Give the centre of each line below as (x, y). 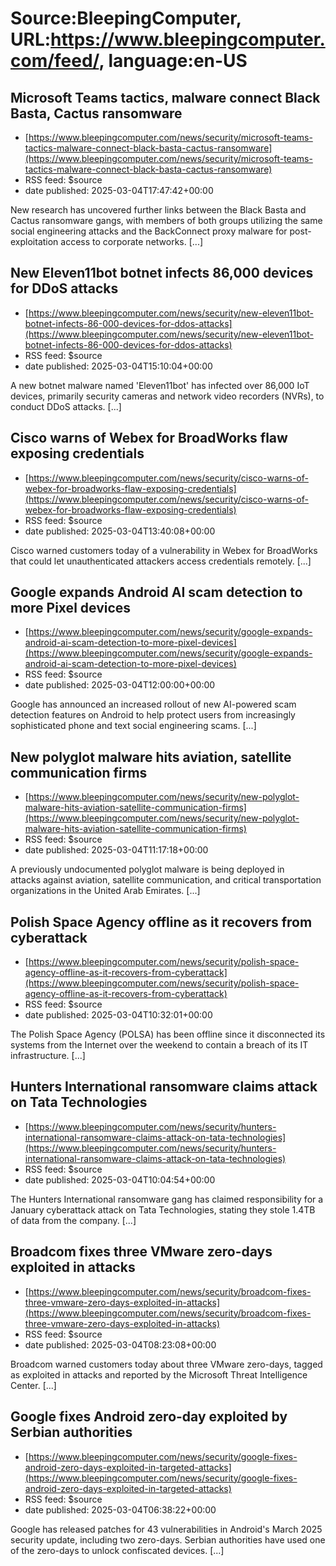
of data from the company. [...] (73, 1220)
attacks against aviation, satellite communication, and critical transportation (166, 880)
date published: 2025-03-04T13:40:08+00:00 (120, 531)
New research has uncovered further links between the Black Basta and (158, 210)
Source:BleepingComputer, (126, 18)
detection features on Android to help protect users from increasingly (153, 715)
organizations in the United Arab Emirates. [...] (105, 891)
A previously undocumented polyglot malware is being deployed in (147, 869)
